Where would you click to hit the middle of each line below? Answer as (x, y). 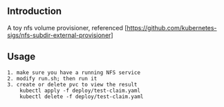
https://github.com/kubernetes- (172, 27)
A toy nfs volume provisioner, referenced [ (67, 27)
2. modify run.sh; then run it (52, 78)
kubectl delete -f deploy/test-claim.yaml (82, 96)
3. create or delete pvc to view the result (72, 84)
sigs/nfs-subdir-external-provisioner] (60, 35)
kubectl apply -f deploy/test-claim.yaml (80, 91)
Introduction (35, 11)
